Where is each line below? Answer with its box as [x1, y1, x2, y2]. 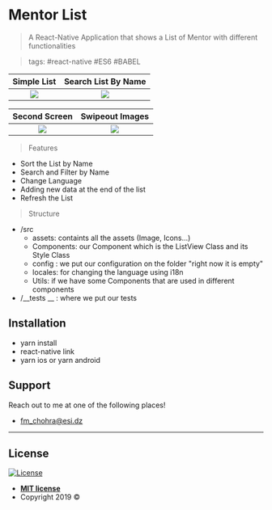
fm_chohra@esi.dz [19, 415, 83, 425]
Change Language [19, 175, 83, 185]
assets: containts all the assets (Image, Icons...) [32, 233, 191, 242]
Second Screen [12, 111, 73, 122]
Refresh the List [19, 192, 73, 203]
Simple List [12, 75, 57, 86]
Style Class [32, 250, 70, 259]
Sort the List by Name [19, 158, 93, 168]
